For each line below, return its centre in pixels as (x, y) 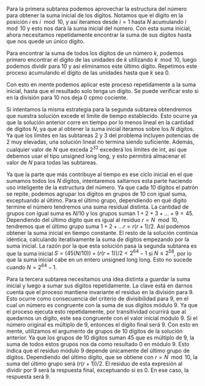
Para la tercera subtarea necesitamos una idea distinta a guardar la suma (99, 279)
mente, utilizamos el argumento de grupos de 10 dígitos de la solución (95, 331)
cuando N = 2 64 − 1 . (32, 267)
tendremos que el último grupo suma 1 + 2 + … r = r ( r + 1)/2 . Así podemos (98, 226)
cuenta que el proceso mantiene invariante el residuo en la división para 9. (100, 292)
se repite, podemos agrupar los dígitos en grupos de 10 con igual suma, (97, 194)
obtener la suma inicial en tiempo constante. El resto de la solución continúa (102, 232)
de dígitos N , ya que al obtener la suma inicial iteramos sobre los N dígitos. (100, 129)
